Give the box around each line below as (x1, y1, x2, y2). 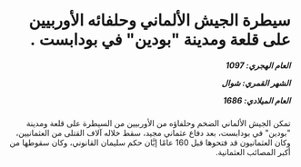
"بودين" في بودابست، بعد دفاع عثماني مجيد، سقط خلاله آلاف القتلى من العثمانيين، (15, 128, 291, 139)
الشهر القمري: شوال (221, 77, 291, 88)
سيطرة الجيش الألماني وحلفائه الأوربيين (28, 10, 291, 31)
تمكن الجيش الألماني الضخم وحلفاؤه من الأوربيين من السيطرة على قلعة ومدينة (25, 118, 291, 129)
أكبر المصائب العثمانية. (216, 147, 291, 158)
